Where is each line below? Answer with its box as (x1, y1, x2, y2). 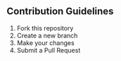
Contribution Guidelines (6, 6, 114, 17)
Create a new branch (16, 31, 78, 40)
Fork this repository (16, 24, 74, 32)
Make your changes (16, 38, 75, 47)
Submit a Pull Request (16, 46, 81, 54)
